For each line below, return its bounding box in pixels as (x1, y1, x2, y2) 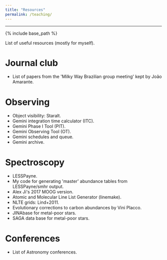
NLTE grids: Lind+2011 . (12, 199, 60, 205)
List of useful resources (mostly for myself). (5, 40, 95, 46)
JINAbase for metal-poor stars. (12, 210, 77, 216)
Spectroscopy (5, 157, 65, 168)
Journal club (5, 57, 58, 69)
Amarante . (12, 79, 34, 85)
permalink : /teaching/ (5, 12, 52, 17)
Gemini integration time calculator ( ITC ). (12, 118, 94, 124)
